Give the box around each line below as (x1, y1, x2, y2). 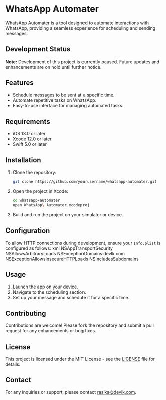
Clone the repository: (12, 169, 57, 176)
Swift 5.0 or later (12, 141, 47, 147)
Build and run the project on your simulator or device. (12, 211, 123, 217)
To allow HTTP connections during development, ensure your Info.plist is (5, 240, 161, 246)
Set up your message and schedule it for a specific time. (12, 295, 130, 301)
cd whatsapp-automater (12, 198, 60, 203)
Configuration (5, 226, 50, 235)
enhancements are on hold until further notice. (5, 64, 102, 70)
